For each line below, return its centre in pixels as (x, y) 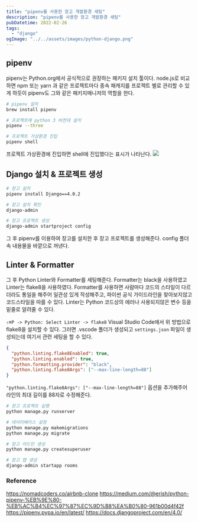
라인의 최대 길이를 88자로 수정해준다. (49, 395)
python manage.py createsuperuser (49, 449)
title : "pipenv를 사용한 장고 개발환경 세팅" (56, 12)
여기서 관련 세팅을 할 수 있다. (59, 336)
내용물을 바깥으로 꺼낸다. (41, 246)
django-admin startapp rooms (42, 466)
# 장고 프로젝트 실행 (28, 406)
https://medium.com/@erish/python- (144, 494)
